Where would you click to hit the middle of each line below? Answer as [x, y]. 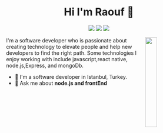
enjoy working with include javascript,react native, [67, 59]
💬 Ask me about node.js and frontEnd [61, 83]
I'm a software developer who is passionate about [66, 40]
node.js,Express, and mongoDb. [45, 65]
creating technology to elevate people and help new [69, 46]
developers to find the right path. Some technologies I [71, 53]
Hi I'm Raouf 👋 [99, 12]
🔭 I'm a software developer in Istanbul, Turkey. [71, 77]
